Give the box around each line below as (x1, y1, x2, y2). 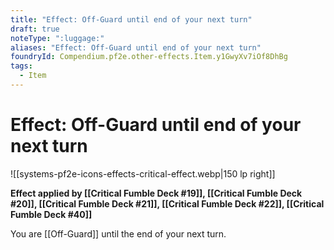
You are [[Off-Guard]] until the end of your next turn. (10, 227, 227, 240)
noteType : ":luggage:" (10, 33, 105, 43)
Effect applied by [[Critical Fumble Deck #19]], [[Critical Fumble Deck (10, 187, 303, 199)
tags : (10, 61, 33, 71)
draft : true (10, 24, 60, 34)
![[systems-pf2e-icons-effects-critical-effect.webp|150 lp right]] (10, 167, 276, 180)
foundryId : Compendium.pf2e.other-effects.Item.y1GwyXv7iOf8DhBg (10, 52, 288, 62)
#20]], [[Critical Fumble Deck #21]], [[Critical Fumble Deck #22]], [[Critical (10, 197, 325, 210)
